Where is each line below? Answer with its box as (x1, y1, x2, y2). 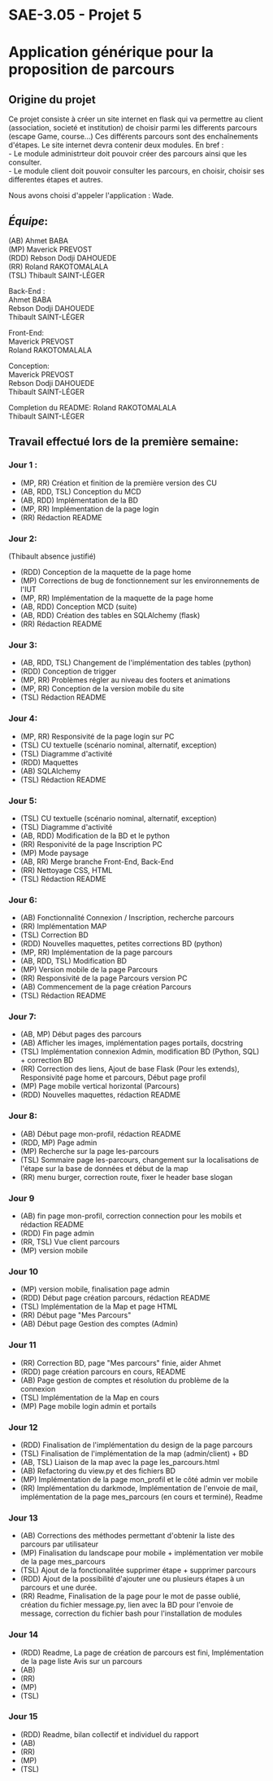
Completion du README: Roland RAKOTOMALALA (8, 403, 177, 412)
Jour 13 (8, 1512, 38, 1524)
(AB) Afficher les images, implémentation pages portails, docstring (19, 1038, 244, 1048)
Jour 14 (8, 1629, 39, 1640)
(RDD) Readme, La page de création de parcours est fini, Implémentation (19, 1647, 264, 1657)
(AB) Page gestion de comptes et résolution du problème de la (19, 1375, 229, 1385)
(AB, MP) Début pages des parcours (19, 1029, 142, 1039)
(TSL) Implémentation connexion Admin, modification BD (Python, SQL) (19, 1046, 260, 1056)
